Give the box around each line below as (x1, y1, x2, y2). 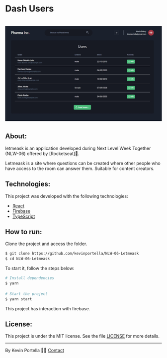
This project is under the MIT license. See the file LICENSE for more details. (5, 333, 160, 339)
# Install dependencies (5, 275, 55, 281)
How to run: (5, 228, 42, 236)
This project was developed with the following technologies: (5, 193, 128, 199)
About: (5, 132, 27, 141)
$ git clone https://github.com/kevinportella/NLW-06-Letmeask (5, 251, 139, 256)
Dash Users (5, 3, 54, 14)
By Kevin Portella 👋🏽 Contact (5, 348, 65, 354)
